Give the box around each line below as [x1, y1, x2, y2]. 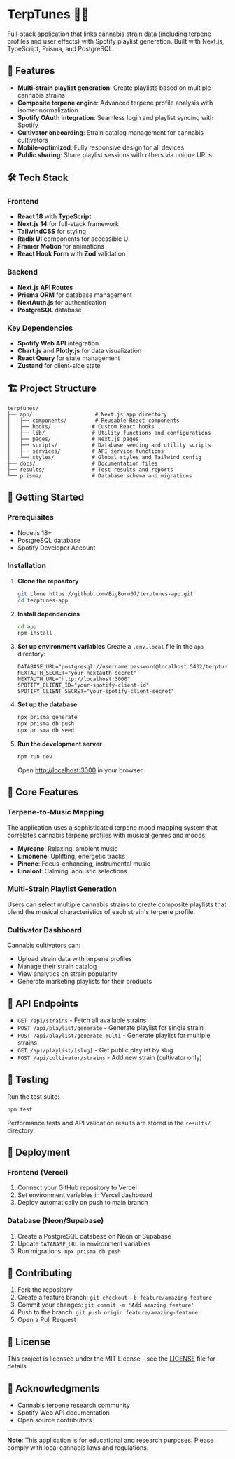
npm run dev [17, 753, 52, 760]
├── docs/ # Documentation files [7, 460, 158, 467]
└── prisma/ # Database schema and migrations [7, 472, 192, 480]
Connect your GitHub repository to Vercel [17, 1183, 138, 1192]
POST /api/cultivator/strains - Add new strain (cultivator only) [17, 1053, 203, 1062]
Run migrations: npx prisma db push [17, 1246, 121, 1255]
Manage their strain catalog [17, 962, 97, 971]
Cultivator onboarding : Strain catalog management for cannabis [17, 128, 204, 136]
